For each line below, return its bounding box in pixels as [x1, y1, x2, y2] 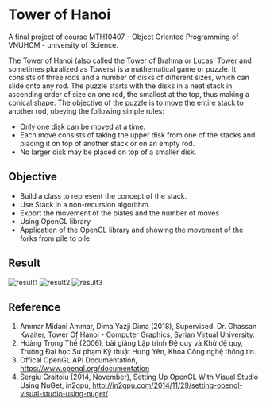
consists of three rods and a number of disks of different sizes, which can [8, 72, 250, 82]
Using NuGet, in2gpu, [19, 381, 91, 390]
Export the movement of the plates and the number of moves [19, 208, 220, 218]
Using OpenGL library [19, 216, 91, 226]
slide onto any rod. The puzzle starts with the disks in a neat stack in [8, 81, 233, 91]
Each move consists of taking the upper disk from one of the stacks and [19, 130, 256, 140]
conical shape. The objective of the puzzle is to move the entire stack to [8, 98, 244, 107]
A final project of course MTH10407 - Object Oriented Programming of [8, 32, 239, 41]
